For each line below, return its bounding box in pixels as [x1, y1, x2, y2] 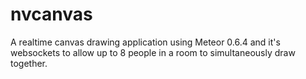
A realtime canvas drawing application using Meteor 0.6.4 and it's [10, 36, 281, 48]
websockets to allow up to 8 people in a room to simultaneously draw [10, 46, 296, 58]
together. [10, 57, 48, 69]
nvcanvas [10, 3, 93, 26]
